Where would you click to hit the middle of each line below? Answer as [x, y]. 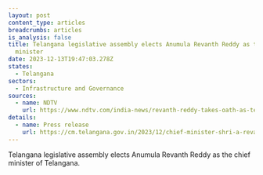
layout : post [29, 15]
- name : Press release [52, 125]
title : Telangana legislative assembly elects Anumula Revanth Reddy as [129, 45]
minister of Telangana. [44, 162]
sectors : [22, 81]
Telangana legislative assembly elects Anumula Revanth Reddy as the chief [129, 155]
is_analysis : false [40, 37]
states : [21, 67]
